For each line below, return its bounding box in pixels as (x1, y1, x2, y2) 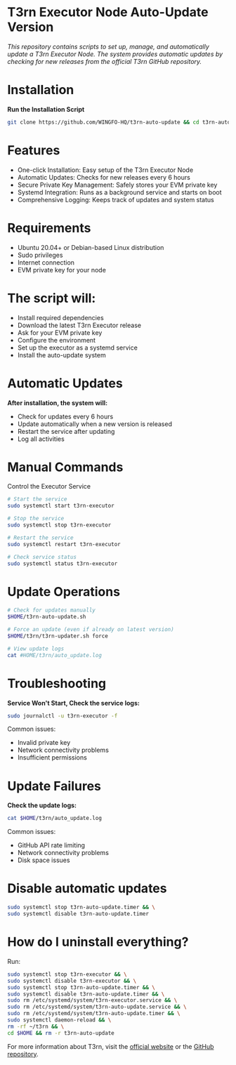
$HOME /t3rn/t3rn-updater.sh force (7, 633, 109, 640)
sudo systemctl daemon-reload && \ (7, 1017, 112, 1024)
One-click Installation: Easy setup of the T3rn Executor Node (17, 166, 194, 174)
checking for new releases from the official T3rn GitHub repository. (7, 57, 202, 65)
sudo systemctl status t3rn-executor (7, 560, 118, 567)
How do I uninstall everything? (7, 934, 189, 950)
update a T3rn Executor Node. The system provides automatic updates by (7, 50, 223, 58)
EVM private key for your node (17, 265, 107, 274)
